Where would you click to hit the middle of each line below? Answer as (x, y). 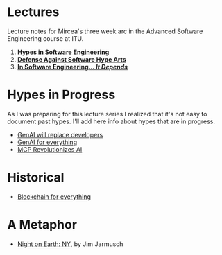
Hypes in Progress (61, 95)
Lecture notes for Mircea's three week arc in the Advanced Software (105, 31)
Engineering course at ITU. (45, 38)
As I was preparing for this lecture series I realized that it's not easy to (107, 114)
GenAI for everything (47, 142)
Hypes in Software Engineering (63, 52)
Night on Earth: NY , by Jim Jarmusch (70, 244)
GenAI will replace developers (60, 134)
